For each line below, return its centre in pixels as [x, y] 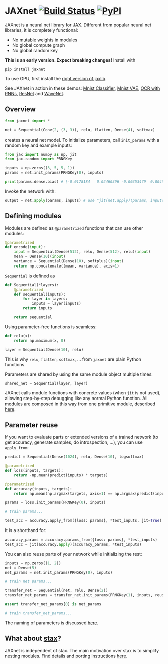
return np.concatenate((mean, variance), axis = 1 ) [67, 266]
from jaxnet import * [28, 121]
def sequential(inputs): [40, 294]
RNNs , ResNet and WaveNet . [35, 93]
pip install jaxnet [25, 69]
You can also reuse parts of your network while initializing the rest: [74, 554]
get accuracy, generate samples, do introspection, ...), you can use [74, 442]
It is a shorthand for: [26, 530]
